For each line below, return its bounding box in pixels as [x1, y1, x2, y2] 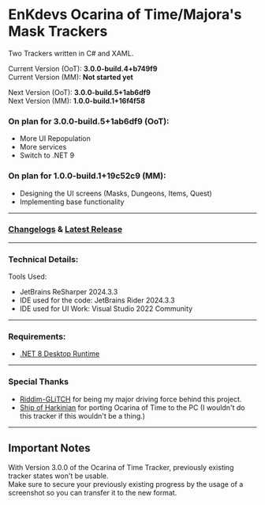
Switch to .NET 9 [19, 150, 75, 160]
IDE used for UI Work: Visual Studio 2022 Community [19, 304, 193, 313]
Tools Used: [8, 271, 47, 282]
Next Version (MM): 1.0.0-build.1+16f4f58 [8, 96, 146, 105]
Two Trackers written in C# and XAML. [8, 48, 134, 58]
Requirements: [8, 331, 66, 342]
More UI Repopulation [19, 134, 91, 143]
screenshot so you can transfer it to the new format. [8, 488, 177, 497]
